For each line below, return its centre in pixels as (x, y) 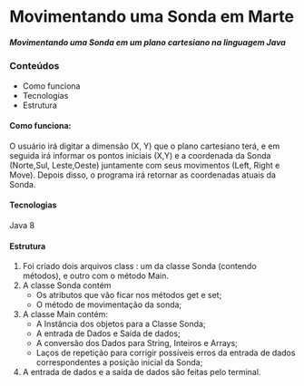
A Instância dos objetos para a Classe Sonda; (121, 324)
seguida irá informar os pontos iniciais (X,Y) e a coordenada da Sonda (140, 155)
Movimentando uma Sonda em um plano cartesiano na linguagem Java (147, 42)
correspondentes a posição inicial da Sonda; (119, 362)
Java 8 (22, 225)
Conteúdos (34, 66)
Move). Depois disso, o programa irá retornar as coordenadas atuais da (143, 175)
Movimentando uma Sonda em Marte (152, 17)
